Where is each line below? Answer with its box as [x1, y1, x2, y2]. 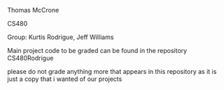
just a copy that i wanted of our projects [7, 75, 122, 83]
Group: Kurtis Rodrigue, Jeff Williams [7, 33, 114, 41]
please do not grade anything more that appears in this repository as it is [7, 68, 217, 75]
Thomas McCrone [7, 6, 59, 14]
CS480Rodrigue [7, 54, 54, 62]
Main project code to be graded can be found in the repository [7, 47, 188, 54]
